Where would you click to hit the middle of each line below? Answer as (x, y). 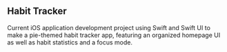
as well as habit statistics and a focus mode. (70, 42)
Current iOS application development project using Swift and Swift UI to (109, 27)
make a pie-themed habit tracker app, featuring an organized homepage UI (114, 35)
